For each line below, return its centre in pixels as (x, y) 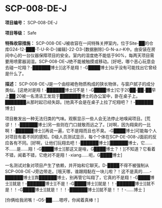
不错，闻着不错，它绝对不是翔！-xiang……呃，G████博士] (64, 155)
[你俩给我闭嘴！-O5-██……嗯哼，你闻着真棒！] (52, 200)
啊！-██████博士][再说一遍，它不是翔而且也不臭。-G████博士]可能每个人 (81, 130)
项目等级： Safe (21, 33)
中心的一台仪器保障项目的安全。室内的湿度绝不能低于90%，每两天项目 (80, 55)
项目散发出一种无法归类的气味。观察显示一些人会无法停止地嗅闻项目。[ (76, 118)
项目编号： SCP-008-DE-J (31, 22)
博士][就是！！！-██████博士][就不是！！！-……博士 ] (90, 190)
